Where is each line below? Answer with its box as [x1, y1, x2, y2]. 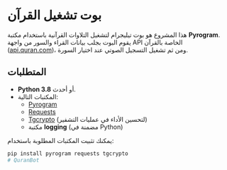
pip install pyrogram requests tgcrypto [7, 149, 129, 157]
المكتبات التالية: [17, 92, 59, 101]
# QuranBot [7, 157, 40, 164]
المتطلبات [7, 66, 47, 78]
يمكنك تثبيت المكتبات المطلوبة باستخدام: [7, 136, 114, 144]
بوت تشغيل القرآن [7, 7, 102, 23]
